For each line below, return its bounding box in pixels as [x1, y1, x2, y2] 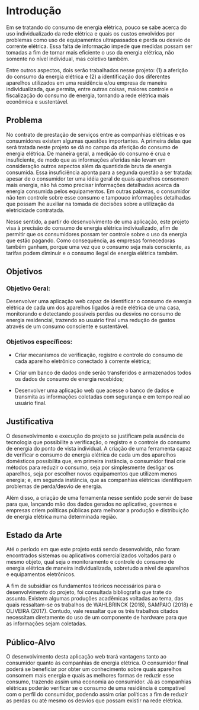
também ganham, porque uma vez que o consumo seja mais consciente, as [6, 243, 191, 250]
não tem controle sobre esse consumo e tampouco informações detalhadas [6, 194, 191, 201]
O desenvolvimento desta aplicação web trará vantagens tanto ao [6, 653, 167, 660]
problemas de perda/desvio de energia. [6, 483, 102, 490]
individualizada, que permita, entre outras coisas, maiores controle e [6, 85, 174, 92]
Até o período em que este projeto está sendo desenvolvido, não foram [6, 546, 180, 553]
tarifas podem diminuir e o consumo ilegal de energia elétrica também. [6, 249, 179, 256]
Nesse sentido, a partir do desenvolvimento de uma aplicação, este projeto [6, 218, 190, 225]
